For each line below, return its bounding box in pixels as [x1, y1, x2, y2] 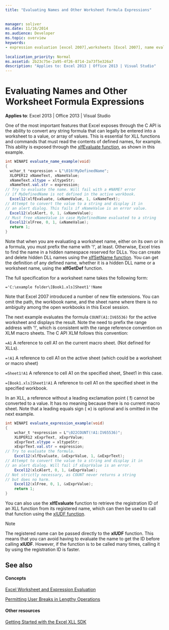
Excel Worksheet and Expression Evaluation [5, 586, 96, 592]
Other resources [5, 608, 40, 614]
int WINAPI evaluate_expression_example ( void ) [5, 421, 105, 426]
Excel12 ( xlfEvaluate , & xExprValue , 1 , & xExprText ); [14, 454, 125, 459]
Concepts [5, 575, 26, 581]
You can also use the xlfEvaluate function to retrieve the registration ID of [5, 500, 158, 507]
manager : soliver [5, 21, 42, 27]
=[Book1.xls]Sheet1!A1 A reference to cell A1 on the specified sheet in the [5, 380, 158, 386]
